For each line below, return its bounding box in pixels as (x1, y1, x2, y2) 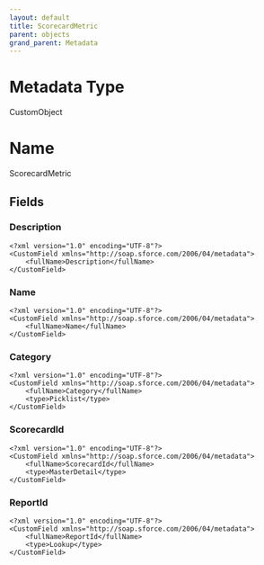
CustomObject (9, 107, 63, 118)
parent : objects (9, 30, 70, 39)
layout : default (9, 13, 70, 22)
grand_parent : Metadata (9, 38, 99, 48)
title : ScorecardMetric (9, 22, 99, 31)
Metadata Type (9, 77, 125, 97)
